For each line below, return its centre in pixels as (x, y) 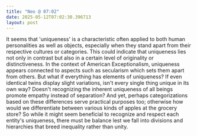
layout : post (22, 22)
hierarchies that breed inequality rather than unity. (67, 127)
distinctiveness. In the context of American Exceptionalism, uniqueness (93, 64)
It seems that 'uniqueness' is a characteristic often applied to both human (96, 39)
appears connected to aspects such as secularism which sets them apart (95, 71)
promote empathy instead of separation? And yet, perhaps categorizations (97, 95)
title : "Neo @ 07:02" (33, 11)
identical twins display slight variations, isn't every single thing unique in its (98, 83)
